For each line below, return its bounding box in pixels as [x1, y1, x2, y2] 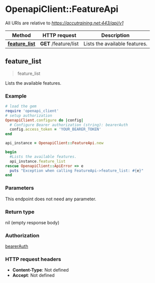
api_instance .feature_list [9, 158, 66, 164]
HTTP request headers [5, 256, 61, 263]
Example [5, 92, 27, 99]
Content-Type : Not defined [12, 267, 69, 273]
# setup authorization [5, 113, 52, 118]
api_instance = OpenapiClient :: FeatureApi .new [5, 141, 104, 145]
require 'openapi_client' [5, 108, 59, 113]
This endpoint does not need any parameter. [5, 196, 96, 202]
